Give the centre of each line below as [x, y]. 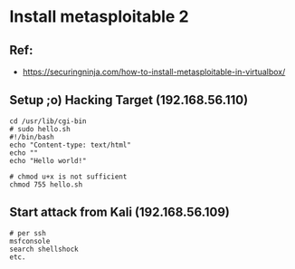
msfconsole [30, 241]
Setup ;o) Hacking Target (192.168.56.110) [129, 100]
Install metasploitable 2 [99, 17]
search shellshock [44, 249]
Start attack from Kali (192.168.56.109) [120, 212]
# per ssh [28, 233]
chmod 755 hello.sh [46, 184]
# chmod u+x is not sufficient [68, 177]
